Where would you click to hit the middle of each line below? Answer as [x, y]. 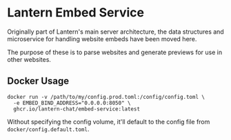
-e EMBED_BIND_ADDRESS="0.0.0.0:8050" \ [72, 103]
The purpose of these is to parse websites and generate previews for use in [115, 52]
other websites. [29, 59]
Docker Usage [38, 81]
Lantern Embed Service [76, 13]
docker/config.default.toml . [48, 129]
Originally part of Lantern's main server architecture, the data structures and [115, 32]
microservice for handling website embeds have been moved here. [102, 38]
